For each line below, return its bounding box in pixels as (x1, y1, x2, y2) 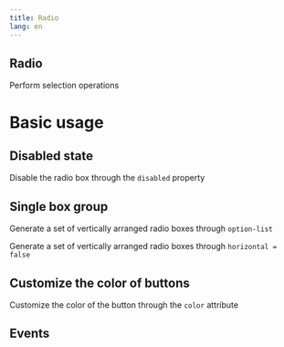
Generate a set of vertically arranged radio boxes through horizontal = (9, 241, 278, 252)
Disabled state (9, 148, 94, 163)
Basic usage (9, 111, 104, 132)
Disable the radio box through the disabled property (9, 173, 205, 184)
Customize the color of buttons (9, 275, 190, 290)
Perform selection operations (9, 79, 120, 91)
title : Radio (9, 13, 59, 23)
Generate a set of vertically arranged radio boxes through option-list (9, 223, 273, 234)
